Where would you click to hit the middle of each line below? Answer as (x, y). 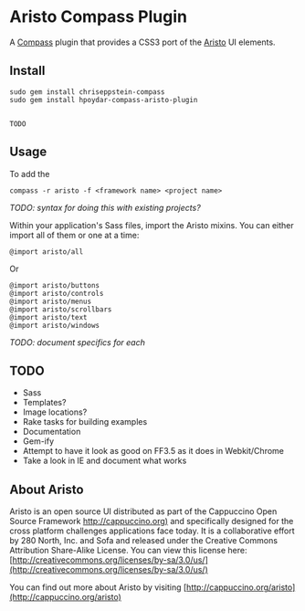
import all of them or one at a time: (74, 235)
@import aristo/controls (57, 293)
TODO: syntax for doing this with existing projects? (105, 207)
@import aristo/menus (51, 301)
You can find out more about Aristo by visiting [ (98, 587)
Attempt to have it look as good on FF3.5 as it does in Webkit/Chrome (153, 451)
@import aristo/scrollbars (61, 309)
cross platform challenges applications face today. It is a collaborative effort (152, 531)
